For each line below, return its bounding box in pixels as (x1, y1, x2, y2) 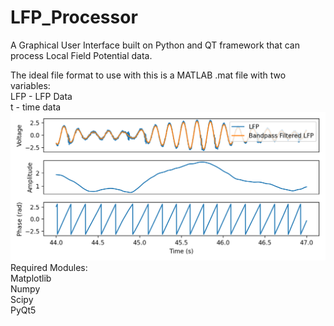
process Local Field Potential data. (10, 49, 153, 61)
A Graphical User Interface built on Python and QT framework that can (10, 39, 301, 51)
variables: (10, 79, 51, 91)
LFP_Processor (10, 6, 138, 29)
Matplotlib (10, 272, 52, 284)
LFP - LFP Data (10, 90, 73, 102)
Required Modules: (10, 261, 88, 273)
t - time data (10, 101, 62, 113)
